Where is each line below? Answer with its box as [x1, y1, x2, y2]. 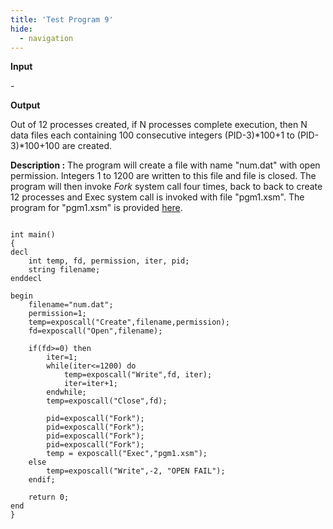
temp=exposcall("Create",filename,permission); [28, 317, 230, 328]
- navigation [19, 33, 74, 43]
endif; [28, 475, 56, 485]
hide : [10, 24, 33, 34]
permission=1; [28, 309, 87, 319]
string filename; [28, 265, 101, 275]
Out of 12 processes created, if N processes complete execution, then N [10, 119, 308, 131]
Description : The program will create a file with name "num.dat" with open [10, 159, 321, 171]
